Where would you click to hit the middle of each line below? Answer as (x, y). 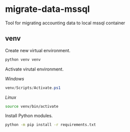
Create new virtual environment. (38, 50)
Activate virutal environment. (34, 69)
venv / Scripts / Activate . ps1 (33, 88)
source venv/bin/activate (32, 106)
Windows (15, 78)
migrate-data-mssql (47, 9)
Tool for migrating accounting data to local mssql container (65, 23)
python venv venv (23, 60)
